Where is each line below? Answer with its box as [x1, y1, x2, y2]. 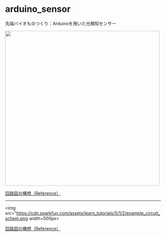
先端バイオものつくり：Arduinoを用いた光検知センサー [5, 20, 117, 26]
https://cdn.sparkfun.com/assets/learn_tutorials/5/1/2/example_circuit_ [16, 210, 161, 216]
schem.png [5, 215, 28, 221]
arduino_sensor [5, 3, 71, 15]
